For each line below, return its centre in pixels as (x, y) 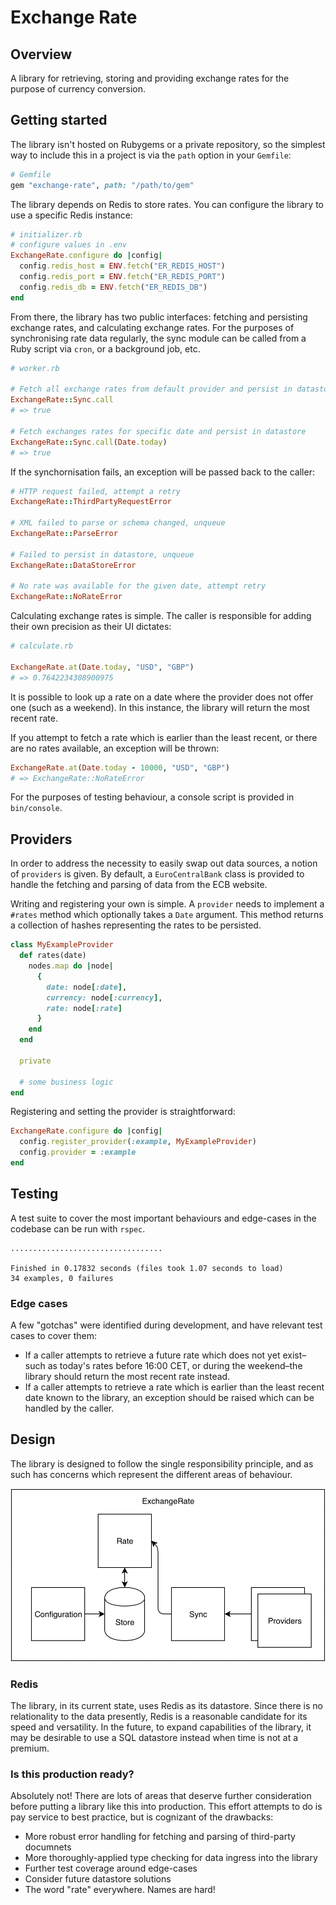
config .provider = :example (78, 1152)
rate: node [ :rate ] (84, 1008)
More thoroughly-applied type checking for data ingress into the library (171, 1858)
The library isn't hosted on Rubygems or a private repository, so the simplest (168, 144)
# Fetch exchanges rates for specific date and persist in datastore (158, 431)
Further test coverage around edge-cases (111, 1868)
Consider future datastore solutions (98, 1879)
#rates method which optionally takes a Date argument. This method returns (167, 915)
